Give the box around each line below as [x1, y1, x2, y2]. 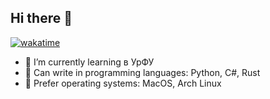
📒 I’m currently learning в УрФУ [24, 56, 155, 68]
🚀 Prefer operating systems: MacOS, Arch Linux [24, 77, 222, 89]
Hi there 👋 [10, 10, 73, 27]
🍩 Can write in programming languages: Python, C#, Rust [24, 66, 261, 78]
